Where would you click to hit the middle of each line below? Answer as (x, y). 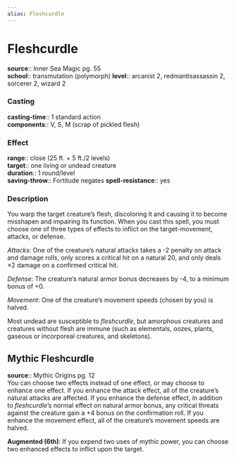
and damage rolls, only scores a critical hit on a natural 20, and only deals (114, 258)
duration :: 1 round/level (41, 173)
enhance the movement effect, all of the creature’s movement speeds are (114, 420)
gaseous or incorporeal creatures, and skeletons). (80, 337)
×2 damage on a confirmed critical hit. (63, 265)
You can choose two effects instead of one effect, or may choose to (106, 383)
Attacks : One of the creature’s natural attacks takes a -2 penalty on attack (114, 250)
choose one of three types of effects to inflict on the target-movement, (110, 229)
